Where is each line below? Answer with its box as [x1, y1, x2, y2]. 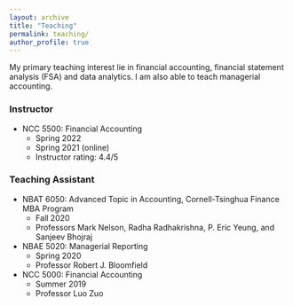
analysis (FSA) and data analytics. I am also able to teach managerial [9, 72, 261, 82]
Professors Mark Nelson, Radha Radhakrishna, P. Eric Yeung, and [35, 222, 275, 232]
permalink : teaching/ [9, 29, 90, 38]
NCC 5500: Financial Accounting [21, 123, 143, 134]
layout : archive [9, 12, 69, 22]
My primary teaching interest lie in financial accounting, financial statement [9, 62, 284, 73]
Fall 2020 [35, 212, 70, 223]
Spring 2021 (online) [35, 142, 110, 153]
